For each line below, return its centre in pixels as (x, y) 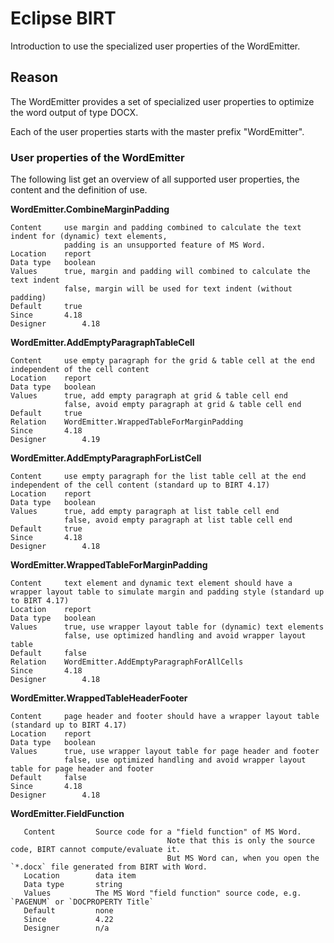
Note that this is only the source (240, 841)
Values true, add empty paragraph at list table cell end (145, 512)
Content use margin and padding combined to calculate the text (156, 228)
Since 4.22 (68, 920)
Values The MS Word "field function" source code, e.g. (162, 893)
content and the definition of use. (79, 190)
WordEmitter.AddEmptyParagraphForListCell (106, 458)
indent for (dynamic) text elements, (89, 237)
